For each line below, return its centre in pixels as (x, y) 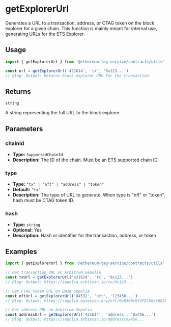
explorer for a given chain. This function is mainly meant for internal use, (81, 28)
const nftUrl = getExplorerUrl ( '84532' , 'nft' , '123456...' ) (72, 296)
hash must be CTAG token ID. (44, 200)
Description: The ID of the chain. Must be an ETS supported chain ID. (85, 160)
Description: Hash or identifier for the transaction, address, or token (84, 236)
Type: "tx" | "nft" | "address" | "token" (58, 184)
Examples (21, 251)
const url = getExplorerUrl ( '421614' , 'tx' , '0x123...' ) (67, 71)
